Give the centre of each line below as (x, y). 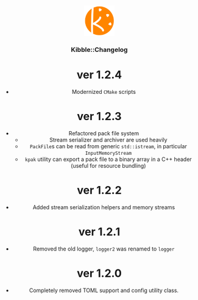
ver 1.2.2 (99, 190)
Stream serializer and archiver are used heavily (108, 140)
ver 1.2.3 (99, 116)
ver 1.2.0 (99, 273)
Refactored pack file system (104, 133)
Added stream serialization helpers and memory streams (104, 207)
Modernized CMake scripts (104, 91)
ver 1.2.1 (99, 231)
